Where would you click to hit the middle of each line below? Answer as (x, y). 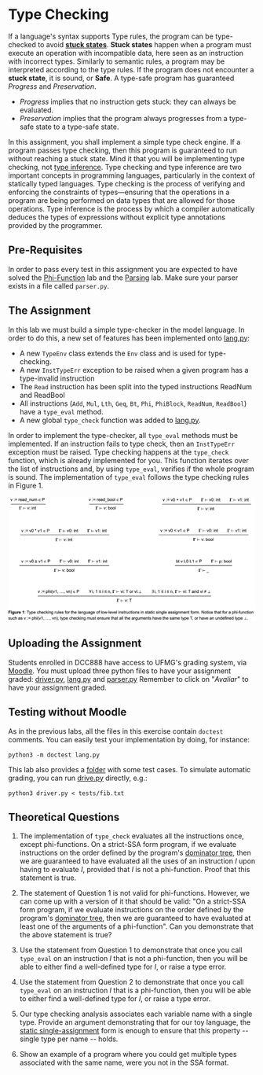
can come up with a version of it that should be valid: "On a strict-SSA (133, 901)
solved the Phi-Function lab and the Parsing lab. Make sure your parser (123, 278)
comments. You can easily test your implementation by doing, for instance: (129, 739)
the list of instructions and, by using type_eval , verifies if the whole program (131, 469)
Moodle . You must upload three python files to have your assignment (120, 671)
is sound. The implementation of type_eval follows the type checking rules (129, 477)
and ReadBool (42, 395)
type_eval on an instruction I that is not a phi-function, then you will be (134, 959)
